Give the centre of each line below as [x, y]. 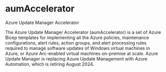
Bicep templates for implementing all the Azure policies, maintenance [77, 37]
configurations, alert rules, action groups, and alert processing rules [76, 42]
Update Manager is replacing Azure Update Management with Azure [76, 58]
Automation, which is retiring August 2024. [50, 64]
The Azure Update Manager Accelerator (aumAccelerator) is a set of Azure [83, 32]
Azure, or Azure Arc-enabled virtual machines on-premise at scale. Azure [81, 53]
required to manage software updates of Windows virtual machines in [78, 48]
